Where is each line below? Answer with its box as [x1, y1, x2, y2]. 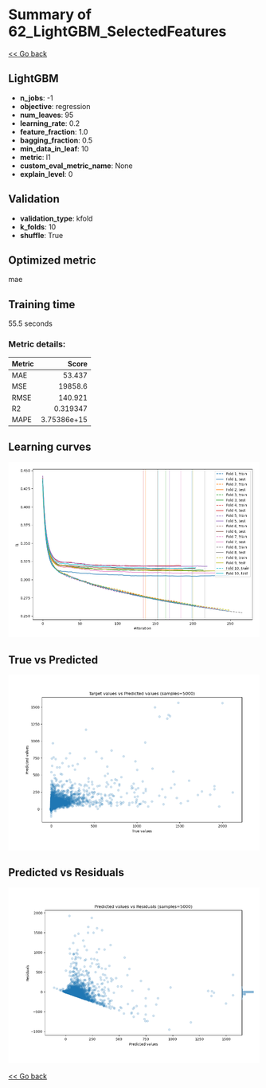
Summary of [8, 6, 92, 24]
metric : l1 [19, 152, 51, 162]
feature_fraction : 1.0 [19, 127, 88, 136]
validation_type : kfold [19, 213, 93, 223]
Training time [8, 297, 76, 311]
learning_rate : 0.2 [19, 118, 80, 128]
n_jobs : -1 [19, 93, 53, 103]
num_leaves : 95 [19, 110, 74, 119]
